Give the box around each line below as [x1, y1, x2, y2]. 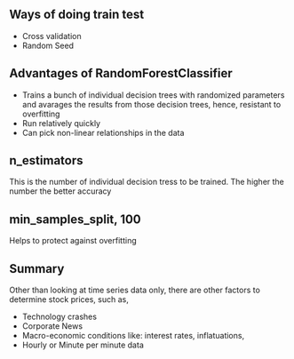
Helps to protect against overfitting [9, 235, 137, 246]
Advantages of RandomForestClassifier [9, 66, 233, 81]
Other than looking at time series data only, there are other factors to [9, 284, 260, 296]
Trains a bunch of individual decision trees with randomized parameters [21, 89, 285, 100]
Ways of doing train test [9, 7, 145, 22]
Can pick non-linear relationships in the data [21, 127, 185, 138]
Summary [9, 261, 65, 276]
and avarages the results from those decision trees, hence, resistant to [21, 99, 282, 109]
